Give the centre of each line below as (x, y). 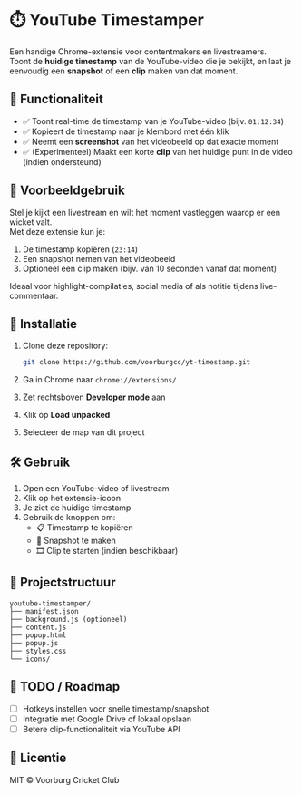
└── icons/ (30, 659)
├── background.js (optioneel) (68, 619)
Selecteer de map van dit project (83, 432)
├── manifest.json (44, 611)
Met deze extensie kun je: (58, 231)
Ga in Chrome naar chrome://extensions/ (99, 380)
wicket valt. (31, 222)
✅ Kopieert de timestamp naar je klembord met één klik (126, 131)
